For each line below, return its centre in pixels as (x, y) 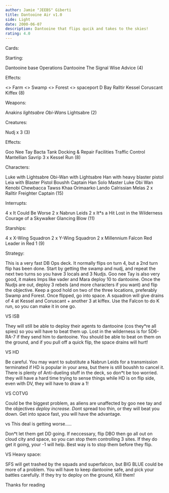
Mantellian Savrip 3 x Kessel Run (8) (43, 157)
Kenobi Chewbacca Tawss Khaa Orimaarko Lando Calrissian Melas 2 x (79, 188)
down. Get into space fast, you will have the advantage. (63, 414)
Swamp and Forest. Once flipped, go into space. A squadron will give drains (84, 296)
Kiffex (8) (15, 93)
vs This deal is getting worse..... (39, 424)
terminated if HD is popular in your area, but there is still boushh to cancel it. (85, 367)
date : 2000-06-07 (24, 24)
